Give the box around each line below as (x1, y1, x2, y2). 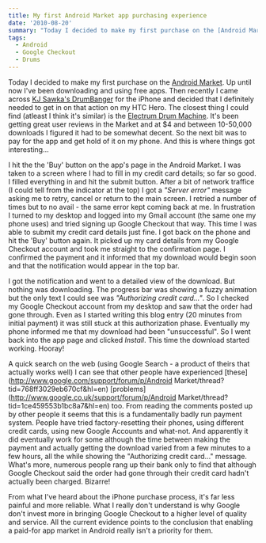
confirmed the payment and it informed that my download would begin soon (8, 253, 256, 262)
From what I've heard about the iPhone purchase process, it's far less (8, 492, 235, 501)
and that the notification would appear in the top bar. (8, 260, 180, 270)
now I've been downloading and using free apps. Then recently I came (8, 85, 239, 95)
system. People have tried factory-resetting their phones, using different (8, 417, 244, 427)
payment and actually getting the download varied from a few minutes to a (8, 442, 251, 452)
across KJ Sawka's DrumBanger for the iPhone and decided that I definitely (8, 94, 255, 104)
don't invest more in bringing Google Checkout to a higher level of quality (8, 508, 247, 518)
